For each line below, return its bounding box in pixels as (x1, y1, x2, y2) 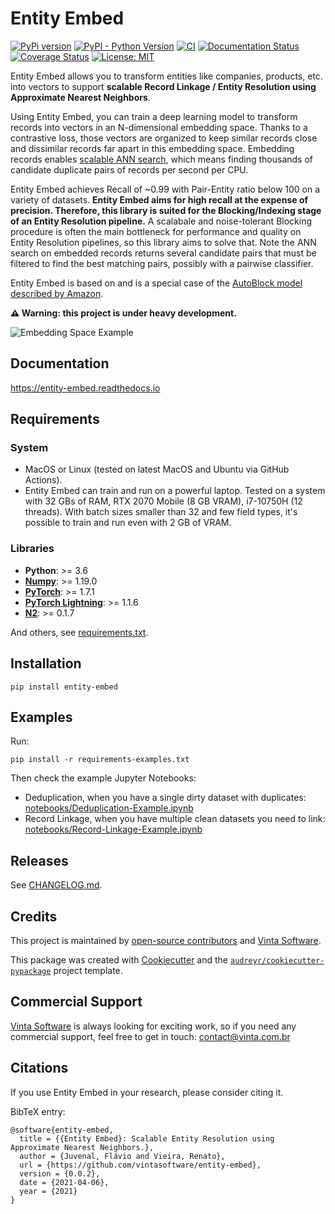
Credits (10, 908, 58, 925)
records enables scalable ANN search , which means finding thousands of (10, 153, 314, 165)
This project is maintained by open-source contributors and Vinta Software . (10, 934, 322, 946)
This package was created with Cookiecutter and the (10, 953, 229, 966)
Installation (10, 655, 82, 672)
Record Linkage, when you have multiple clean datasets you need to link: (24, 813, 326, 825)
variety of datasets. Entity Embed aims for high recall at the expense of (10, 193, 309, 206)
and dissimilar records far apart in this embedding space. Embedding (10, 142, 295, 154)
